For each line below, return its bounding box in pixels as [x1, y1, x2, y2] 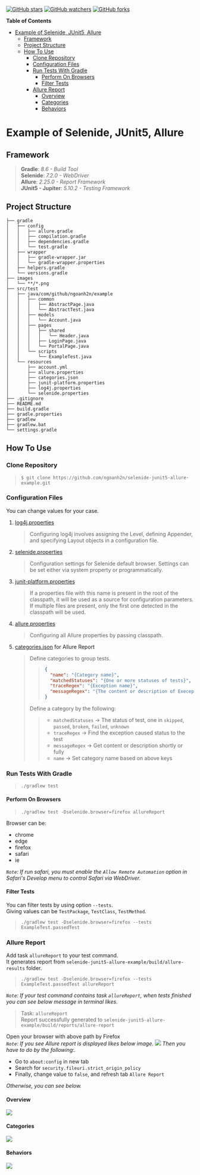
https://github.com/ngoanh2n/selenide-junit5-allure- [52, 475, 189, 481]
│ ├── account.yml [6, 364, 68, 370]
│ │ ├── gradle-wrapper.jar [6, 254, 86, 260]
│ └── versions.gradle [6, 270, 68, 276]
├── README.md [6, 400, 42, 406]
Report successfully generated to [20, 1016, 103, 1023]
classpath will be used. [29, 608, 86, 616]
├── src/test [6, 286, 39, 292]
